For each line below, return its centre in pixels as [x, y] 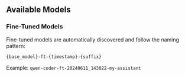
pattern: [16, 46]
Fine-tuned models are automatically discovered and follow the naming [92, 39]
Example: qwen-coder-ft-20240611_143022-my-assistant [74, 68]
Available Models [38, 10]
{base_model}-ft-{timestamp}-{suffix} [54, 57]
